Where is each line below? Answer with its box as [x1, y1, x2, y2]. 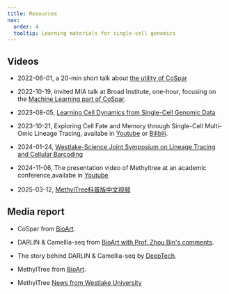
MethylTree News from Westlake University [17, 278, 142, 286]
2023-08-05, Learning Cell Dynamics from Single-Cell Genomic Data [17, 109, 216, 117]
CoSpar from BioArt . [17, 224, 76, 233]
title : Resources [7, 10, 58, 17]
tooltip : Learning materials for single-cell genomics [13, 29, 176, 37]
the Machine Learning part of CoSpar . [17, 95, 127, 103]
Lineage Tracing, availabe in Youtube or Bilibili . [34, 130, 168, 138]
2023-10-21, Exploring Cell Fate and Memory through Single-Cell [17, 122, 204, 130]
